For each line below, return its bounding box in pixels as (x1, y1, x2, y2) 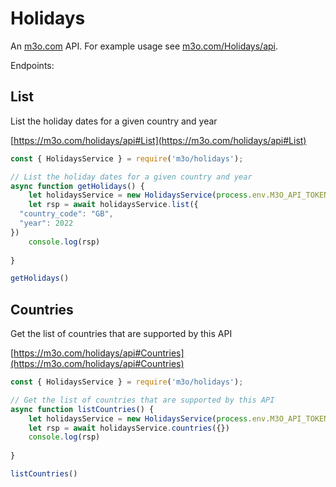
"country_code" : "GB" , (19, 209, 114, 219)
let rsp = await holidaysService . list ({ (28, 200, 199, 210)
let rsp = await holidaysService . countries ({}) (28, 423, 230, 433)
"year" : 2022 (19, 218, 74, 228)
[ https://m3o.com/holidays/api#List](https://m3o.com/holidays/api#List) (10, 134, 307, 146)
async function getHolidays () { (10, 181, 145, 191)
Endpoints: (10, 59, 55, 71)
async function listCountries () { (10, 404, 155, 414)
